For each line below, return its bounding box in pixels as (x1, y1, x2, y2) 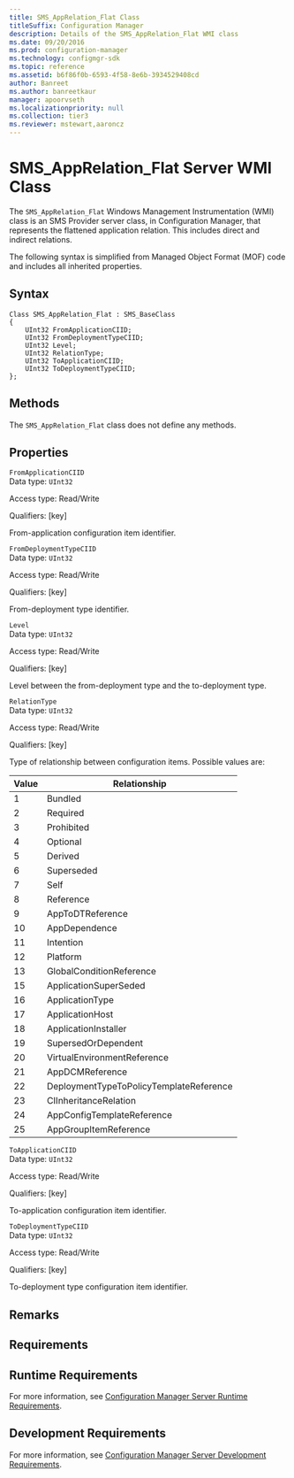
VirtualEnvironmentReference (47, 1051, 170, 1064)
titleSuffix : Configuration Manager (9, 21, 144, 30)
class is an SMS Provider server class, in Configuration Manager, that (9, 215, 261, 226)
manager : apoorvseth (9, 95, 86, 104)
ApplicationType (47, 994, 115, 1006)
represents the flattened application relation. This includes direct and (9, 225, 260, 235)
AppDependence (47, 922, 117, 935)
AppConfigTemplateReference (47, 1109, 172, 1121)
